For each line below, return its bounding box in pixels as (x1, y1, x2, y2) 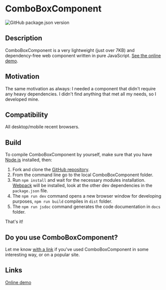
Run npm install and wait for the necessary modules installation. (12, 177, 146, 183)
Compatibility (5, 110, 48, 119)
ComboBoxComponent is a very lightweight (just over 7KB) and (5, 47, 135, 53)
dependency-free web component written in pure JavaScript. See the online (5, 52, 161, 58)
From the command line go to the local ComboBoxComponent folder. (12, 172, 154, 178)
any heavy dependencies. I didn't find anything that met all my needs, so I (5, 91, 157, 97)
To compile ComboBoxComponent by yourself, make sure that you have (5, 152, 153, 158)
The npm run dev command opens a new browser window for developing (12, 193, 162, 199)
